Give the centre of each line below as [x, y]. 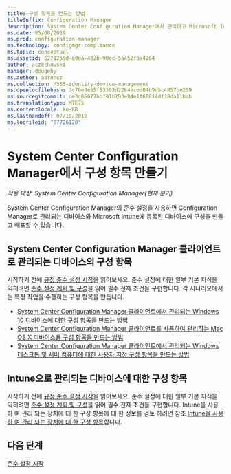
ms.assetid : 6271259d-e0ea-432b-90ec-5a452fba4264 [81, 58]
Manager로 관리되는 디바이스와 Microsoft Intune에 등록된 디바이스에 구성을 [109, 217]
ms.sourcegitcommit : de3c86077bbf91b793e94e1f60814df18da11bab [100, 97]
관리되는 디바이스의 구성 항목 [75, 262]
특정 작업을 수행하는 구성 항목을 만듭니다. [69, 297]
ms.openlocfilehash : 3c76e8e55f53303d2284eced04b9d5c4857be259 [100, 90]
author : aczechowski [37, 65]
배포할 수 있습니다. [39, 225]
